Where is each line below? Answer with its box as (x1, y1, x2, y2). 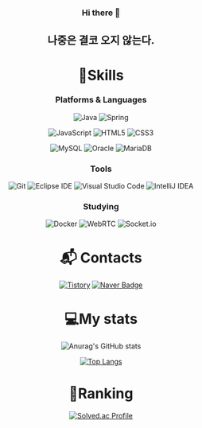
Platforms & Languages (55, 95, 147, 106)
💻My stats (64, 309, 138, 328)
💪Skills (78, 66, 124, 84)
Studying (82, 201, 120, 212)
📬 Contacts (60, 248, 142, 267)
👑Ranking (68, 385, 134, 403)
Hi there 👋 (81, 7, 121, 18)
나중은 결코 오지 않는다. (47, 33, 155, 47)
